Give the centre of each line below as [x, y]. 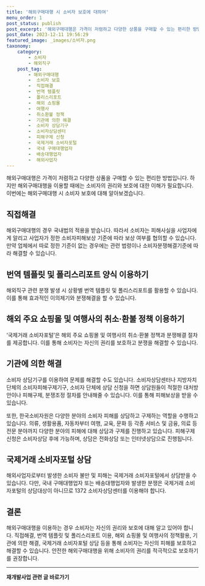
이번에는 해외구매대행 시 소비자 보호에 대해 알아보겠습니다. [76, 193]
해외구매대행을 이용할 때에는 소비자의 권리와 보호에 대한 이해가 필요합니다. [106, 186]
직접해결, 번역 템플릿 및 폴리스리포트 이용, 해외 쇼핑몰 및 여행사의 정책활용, [103, 535]
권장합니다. [26, 558]
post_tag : [30, 69]
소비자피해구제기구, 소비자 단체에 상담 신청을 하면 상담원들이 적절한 [102, 387]
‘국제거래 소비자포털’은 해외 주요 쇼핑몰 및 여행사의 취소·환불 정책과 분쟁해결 [96, 335]
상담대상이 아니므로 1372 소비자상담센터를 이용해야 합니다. [97, 491]
